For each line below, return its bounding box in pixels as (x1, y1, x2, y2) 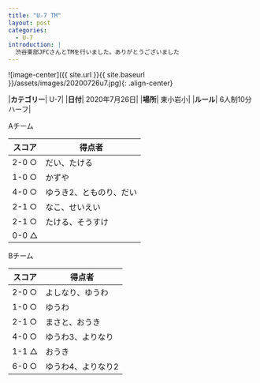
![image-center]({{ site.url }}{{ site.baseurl (8, 70, 146, 79)
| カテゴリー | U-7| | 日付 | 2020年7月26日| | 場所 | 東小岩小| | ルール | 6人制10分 (8, 95, 252, 103)
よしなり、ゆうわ (45, 287, 109, 298)
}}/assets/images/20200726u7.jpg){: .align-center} (8, 78, 173, 88)
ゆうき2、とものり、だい (45, 187, 138, 197)
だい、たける (45, 157, 93, 168)
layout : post (8, 19, 51, 27)
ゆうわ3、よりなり (45, 332, 114, 342)
